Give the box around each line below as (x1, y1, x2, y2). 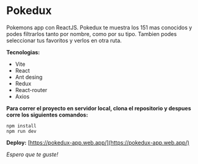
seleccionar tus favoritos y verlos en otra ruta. (6, 37, 122, 44)
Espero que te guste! (6, 151, 58, 158)
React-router (15, 86, 48, 93)
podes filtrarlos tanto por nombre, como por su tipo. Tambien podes (6, 30, 177, 37)
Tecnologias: (6, 48, 40, 55)
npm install (6, 123, 37, 129)
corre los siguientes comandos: (6, 111, 88, 118)
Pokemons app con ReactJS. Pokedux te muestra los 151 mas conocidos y (6, 24, 193, 31)
